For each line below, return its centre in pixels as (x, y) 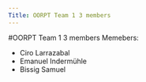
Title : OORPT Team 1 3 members (60, 15)
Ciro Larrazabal (45, 52)
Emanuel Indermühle (53, 61)
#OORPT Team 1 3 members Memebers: (74, 37)
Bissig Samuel (42, 69)
